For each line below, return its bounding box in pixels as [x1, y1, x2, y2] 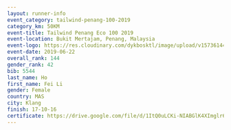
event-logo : [7, 42, 41, 49]
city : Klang [7, 100, 41, 107]
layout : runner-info [7, 10, 67, 17]
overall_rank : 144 [7, 55, 60, 62]
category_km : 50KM [7, 23, 60, 30]
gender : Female [7, 87, 51, 94]
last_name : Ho [7, 74, 48, 81]
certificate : [7, 112, 45, 119]
